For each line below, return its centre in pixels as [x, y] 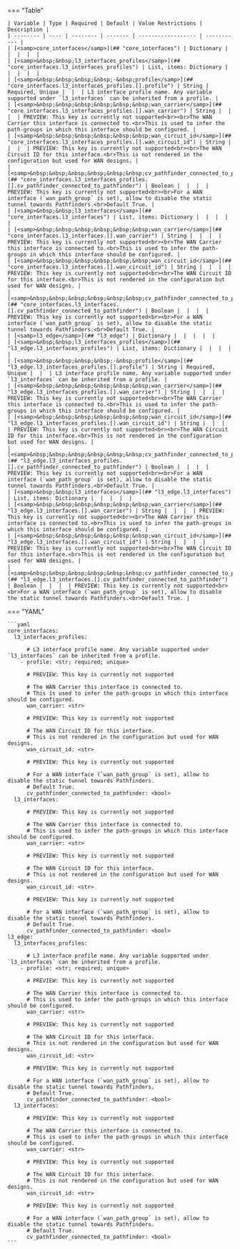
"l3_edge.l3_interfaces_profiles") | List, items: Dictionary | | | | [120, 348]
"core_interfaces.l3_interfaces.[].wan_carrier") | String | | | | [115, 236]
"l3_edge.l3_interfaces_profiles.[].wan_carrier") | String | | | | [116, 392]
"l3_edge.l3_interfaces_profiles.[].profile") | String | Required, [111, 367]
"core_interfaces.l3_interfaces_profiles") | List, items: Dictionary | [118, 67]
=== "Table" [26, 10]
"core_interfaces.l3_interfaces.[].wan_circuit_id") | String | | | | [120, 267]
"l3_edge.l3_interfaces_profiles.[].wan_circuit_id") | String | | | [116, 423]
